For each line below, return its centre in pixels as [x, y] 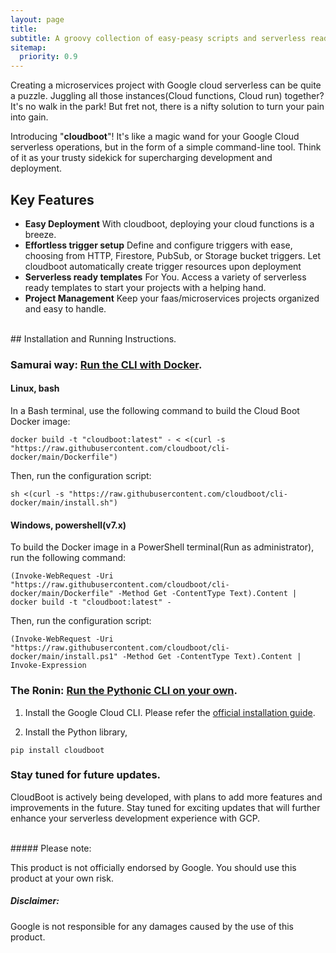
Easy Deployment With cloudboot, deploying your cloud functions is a [169, 223]
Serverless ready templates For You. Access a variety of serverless [165, 277]
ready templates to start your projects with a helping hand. [145, 287]
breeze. [40, 234]
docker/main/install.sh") [64, 503]
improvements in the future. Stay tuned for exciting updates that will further [165, 807]
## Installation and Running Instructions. [93, 338]
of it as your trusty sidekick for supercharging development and [141, 158]
